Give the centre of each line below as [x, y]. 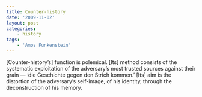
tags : [13, 40]
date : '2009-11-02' [31, 17]
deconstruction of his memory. [44, 87]
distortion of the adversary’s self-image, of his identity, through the [89, 81]
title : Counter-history [36, 12]
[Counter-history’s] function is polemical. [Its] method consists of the [92, 62]
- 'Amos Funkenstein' [44, 46]
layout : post [23, 23]
